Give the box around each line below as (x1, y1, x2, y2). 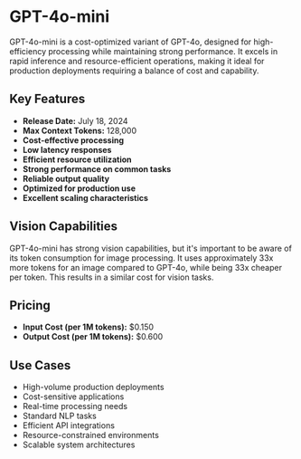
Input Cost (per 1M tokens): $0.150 (22, 321, 155, 332)
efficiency (9, 45, 47, 56)
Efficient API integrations (22, 420, 116, 431)
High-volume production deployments (22, 382, 165, 393)
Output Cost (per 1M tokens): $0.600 (22, 331, 164, 342)
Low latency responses (22, 144, 112, 155)
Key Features (9, 91, 86, 107)
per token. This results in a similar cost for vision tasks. (9, 272, 214, 282)
